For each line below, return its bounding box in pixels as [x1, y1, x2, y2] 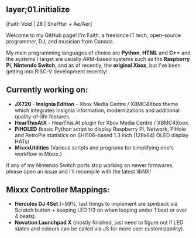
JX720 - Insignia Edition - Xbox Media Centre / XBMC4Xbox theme [14, 100, 178, 107]
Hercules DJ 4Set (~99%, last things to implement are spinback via [14, 200, 178, 208]
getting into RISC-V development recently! [6, 67, 108, 75]
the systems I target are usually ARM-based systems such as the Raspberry [6, 55, 190, 62]
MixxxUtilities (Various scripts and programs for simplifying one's [14, 144, 174, 151]
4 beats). [14, 213, 37, 220]
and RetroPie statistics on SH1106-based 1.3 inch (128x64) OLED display [14, 131, 189, 138]
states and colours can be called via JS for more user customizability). [14, 225, 185, 232]
